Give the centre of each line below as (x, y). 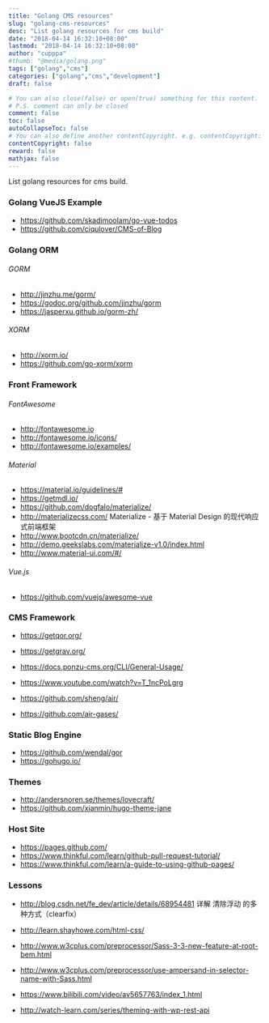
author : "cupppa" (38, 53)
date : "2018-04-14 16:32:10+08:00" (68, 38)
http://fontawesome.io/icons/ (68, 437)
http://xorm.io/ (44, 355)
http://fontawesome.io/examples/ (76, 446)
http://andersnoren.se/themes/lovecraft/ (87, 799)
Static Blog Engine (45, 735)
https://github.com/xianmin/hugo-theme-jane (96, 808)
